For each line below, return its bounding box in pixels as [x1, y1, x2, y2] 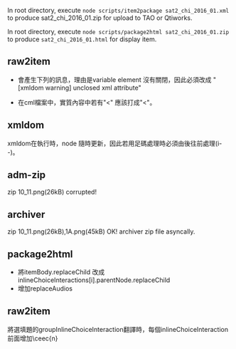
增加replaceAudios [17, 284, 73, 293]
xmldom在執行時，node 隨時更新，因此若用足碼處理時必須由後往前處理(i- [7, 139, 222, 147]
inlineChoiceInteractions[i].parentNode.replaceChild [17, 276, 171, 284]
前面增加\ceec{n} [7, 334, 58, 343]
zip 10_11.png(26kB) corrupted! [7, 188, 97, 197]
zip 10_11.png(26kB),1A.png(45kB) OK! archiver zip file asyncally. [7, 227, 195, 236]
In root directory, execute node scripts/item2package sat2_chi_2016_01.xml [7, 6, 230, 14]
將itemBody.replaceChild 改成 [17, 268, 105, 276]
